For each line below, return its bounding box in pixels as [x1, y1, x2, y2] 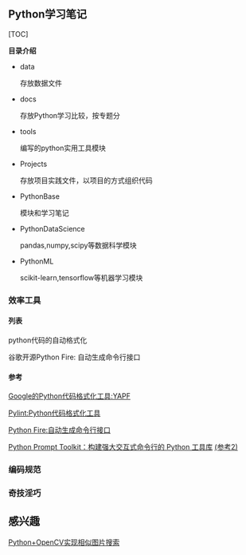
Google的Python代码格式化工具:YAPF [8, 391, 131, 401]
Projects [19, 159, 48, 168]
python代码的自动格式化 [8, 335, 88, 345]
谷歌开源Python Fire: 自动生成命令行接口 [8, 352, 141, 362]
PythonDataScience [19, 224, 85, 233]
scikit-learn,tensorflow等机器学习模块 [19, 272, 143, 282]
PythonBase [19, 191, 60, 201]
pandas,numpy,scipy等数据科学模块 [19, 240, 137, 250]
